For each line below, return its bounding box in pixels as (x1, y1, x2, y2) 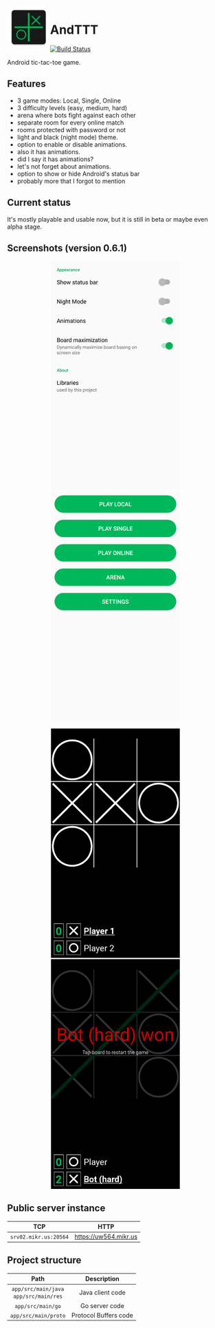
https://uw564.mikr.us (74, 1232, 138, 1241)
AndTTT (50, 22, 99, 38)
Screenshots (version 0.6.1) (7, 242, 127, 254)
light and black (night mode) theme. (16, 133, 118, 141)
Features (7, 78, 46, 90)
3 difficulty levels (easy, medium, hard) (16, 103, 128, 112)
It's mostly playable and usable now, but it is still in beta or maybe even (7, 215, 208, 223)
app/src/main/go (14, 1303, 62, 1309)
